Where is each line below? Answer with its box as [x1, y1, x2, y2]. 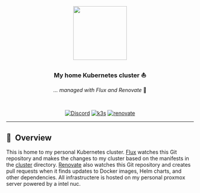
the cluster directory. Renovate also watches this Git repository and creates [6, 161, 191, 169]
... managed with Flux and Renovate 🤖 [53, 87, 147, 94]
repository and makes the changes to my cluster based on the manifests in [6, 155, 189, 162]
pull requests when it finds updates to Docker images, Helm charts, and [6, 167, 182, 175]
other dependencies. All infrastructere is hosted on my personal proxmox [6, 174, 186, 181]
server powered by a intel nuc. [6, 180, 81, 188]
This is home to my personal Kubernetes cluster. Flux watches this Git [6, 149, 177, 156]
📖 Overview [6, 133, 52, 143]
